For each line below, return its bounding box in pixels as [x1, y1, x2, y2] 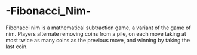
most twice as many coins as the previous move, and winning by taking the [5, 36, 190, 44]
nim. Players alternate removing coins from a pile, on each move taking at [5, 30, 186, 37]
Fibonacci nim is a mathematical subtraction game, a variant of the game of [5, 24, 192, 31]
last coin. [5, 43, 28, 50]
